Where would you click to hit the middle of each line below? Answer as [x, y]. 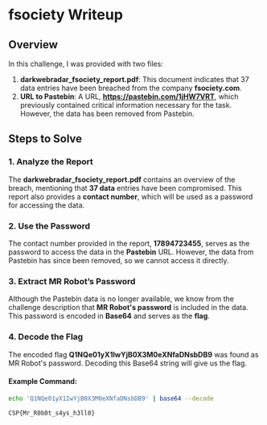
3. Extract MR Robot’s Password [72, 281]
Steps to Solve [45, 139]
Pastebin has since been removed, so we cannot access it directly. [119, 260]
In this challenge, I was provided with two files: [86, 64]
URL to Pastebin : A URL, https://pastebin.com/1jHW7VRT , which [129, 97]
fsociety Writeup [66, 15]
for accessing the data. [47, 205]
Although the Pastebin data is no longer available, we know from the [121, 299]
